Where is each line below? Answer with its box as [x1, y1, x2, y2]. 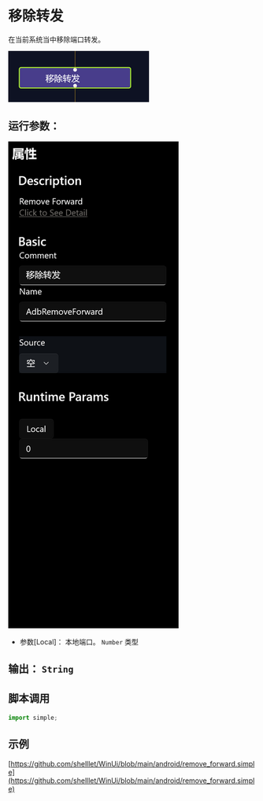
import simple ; [8, 714, 58, 722]
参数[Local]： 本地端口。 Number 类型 [19, 637, 139, 646]
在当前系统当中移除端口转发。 [8, 35, 105, 44]
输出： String [8, 663, 74, 676]
